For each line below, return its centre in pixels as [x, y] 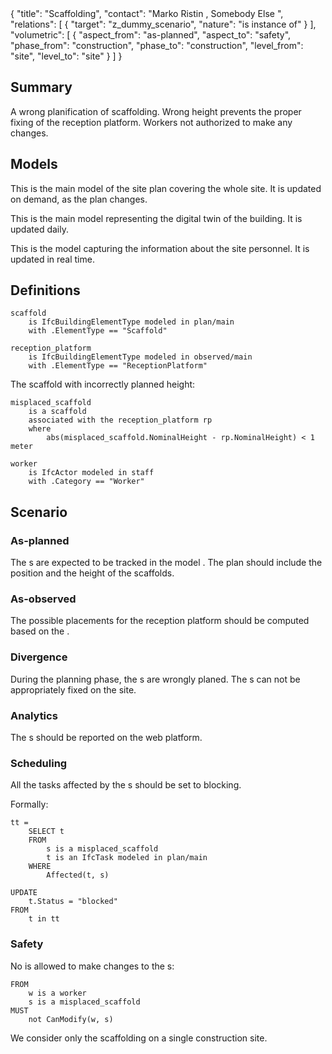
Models [34, 164]
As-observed [43, 599]
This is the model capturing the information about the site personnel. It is [160, 248]
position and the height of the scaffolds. [92, 573]
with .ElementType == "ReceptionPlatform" [118, 366]
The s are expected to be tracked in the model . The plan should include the [166, 563]
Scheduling [39, 763]
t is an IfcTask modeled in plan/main [127, 858]
